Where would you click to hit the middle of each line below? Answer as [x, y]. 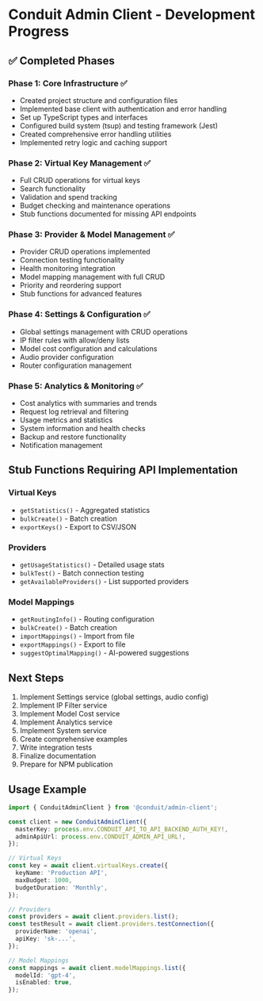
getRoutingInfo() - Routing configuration [87, 619]
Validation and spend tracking [68, 197]
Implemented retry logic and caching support [93, 142]
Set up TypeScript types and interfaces [84, 117]
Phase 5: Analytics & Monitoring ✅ [76, 386]
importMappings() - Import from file [77, 636]
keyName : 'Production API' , [62, 873]
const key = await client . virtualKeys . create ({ [88, 865]
